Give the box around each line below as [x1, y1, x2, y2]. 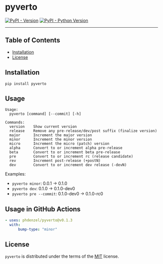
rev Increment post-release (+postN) [9, 158, 101, 163]
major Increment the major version [9, 133, 92, 138]
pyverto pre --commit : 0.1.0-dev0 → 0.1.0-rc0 [12, 191, 103, 197]
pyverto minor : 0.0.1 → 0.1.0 [12, 180, 67, 186]
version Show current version [9, 124, 77, 129]
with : [9, 223, 21, 228]
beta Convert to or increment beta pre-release [9, 150, 120, 155]
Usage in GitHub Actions [5, 205, 81, 213]
